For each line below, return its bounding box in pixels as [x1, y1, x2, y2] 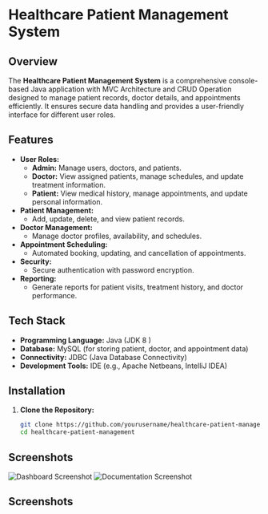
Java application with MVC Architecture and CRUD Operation [30, 84, 232, 94]
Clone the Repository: [19, 405, 94, 415]
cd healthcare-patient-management [19, 428, 135, 436]
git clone [19, 421, 54, 429]
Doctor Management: [19, 222, 94, 232]
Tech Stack [8, 314, 66, 328]
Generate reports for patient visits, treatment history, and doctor [31, 282, 244, 292]
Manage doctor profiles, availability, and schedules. [31, 231, 202, 241]
